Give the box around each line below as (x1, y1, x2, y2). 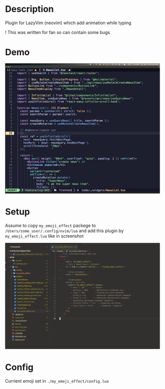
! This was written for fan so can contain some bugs (5, 29, 110, 35)
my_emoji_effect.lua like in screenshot (5, 233, 84, 239)
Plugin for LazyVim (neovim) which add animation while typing (5, 20, 132, 26)
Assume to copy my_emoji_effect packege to (5, 222, 96, 228)
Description (5, 3, 54, 15)
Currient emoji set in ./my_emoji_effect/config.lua (5, 378, 109, 384)
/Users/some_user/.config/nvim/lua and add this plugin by (5, 228, 124, 233)
